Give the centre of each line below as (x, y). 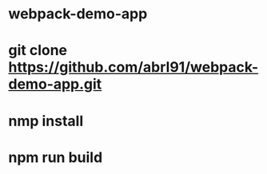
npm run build (56, 157)
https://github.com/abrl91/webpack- (133, 67)
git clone (38, 51)
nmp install (46, 121)
